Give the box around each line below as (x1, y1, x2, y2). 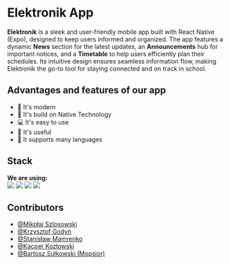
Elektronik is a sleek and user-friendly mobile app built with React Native (7, 28, 215, 36)
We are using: (7, 173, 48, 182)
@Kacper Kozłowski (17, 242, 75, 250)
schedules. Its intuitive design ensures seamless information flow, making (7, 57, 217, 65)
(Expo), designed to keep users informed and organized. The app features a (7, 35, 223, 43)
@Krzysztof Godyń (17, 227, 72, 236)
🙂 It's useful (17, 128, 52, 136)
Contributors (7, 202, 64, 214)
